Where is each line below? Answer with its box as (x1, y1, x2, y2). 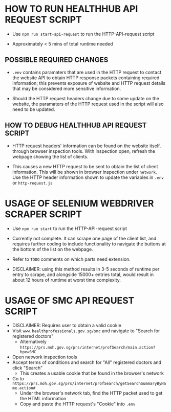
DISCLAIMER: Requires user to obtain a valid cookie (12, 323, 121, 329)
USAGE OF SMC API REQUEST (5, 294, 135, 306)
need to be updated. (12, 106, 55, 112)
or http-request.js (12, 179, 53, 186)
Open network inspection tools (12, 354, 77, 360)
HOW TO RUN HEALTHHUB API (5, 3, 138, 15)
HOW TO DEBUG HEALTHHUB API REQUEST (5, 121, 147, 130)
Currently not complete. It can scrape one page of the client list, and (12, 235, 157, 241)
